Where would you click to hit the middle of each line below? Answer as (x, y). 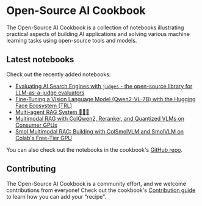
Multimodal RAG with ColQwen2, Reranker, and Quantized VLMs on (100, 118)
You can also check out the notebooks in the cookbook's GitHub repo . (95, 149)
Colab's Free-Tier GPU (43, 138)
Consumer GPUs (36, 125)
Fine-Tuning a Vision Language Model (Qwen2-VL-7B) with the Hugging (105, 99)
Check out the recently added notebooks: (59, 74)
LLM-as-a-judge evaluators (50, 93)
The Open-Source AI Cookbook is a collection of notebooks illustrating (95, 27)
